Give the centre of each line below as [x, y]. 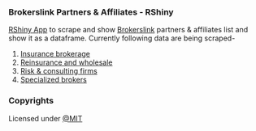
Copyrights [31, 101]
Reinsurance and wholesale [66, 62]
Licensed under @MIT [46, 118]
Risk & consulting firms [59, 71]
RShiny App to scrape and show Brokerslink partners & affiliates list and [128, 30]
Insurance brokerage [55, 54]
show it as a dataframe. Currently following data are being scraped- [122, 38]
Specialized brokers [53, 80]
